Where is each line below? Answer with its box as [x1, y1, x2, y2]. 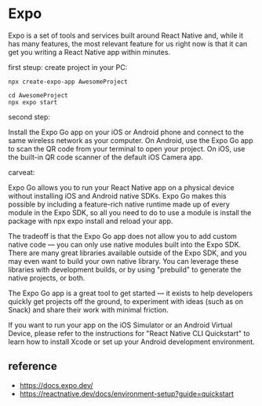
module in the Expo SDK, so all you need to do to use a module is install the [8, 207, 252, 217]
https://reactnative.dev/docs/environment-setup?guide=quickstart [19, 389, 234, 398]
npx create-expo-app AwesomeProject [8, 78, 128, 86]
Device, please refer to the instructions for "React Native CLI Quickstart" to [8, 328, 250, 338]
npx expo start [8, 98, 58, 106]
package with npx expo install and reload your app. [8, 216, 173, 225]
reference [8, 360, 57, 373]
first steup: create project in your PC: [8, 62, 128, 71]
